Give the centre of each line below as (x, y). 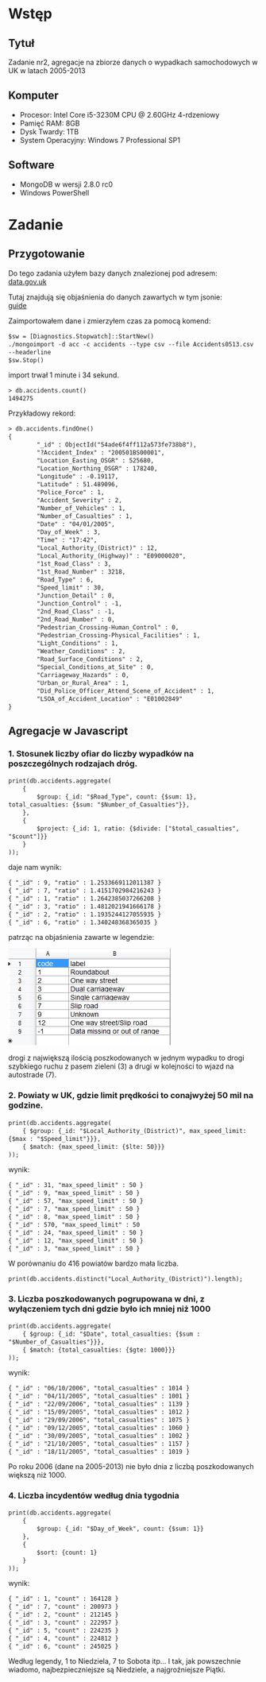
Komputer (34, 96)
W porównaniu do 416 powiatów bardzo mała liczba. (93, 1263)
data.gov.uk (27, 281)
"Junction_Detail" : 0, (76, 595)
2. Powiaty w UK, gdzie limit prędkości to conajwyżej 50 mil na (131, 1096)
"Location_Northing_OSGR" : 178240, (97, 468)
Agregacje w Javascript (68, 731)
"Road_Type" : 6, (65, 580)
